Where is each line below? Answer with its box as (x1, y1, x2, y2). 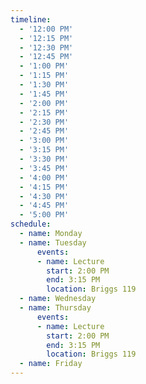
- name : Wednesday (19, 294, 97, 304)
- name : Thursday (19, 303, 92, 313)
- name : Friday (19, 359, 83, 369)
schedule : (10, 219, 52, 230)
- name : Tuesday (19, 237, 87, 248)
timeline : (10, 14, 52, 25)
